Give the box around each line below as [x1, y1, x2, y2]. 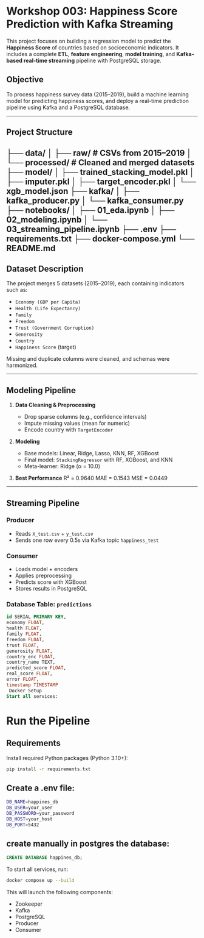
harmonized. [6, 361, 38, 369]
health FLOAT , [6, 625, 42, 631]
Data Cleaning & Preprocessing [15, 401, 96, 409]
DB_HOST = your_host [6, 815, 53, 822]
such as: [6, 286, 28, 294]
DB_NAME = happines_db [6, 799, 59, 805]
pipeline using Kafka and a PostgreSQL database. [6, 104, 131, 111]
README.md [6, 243, 56, 254]
